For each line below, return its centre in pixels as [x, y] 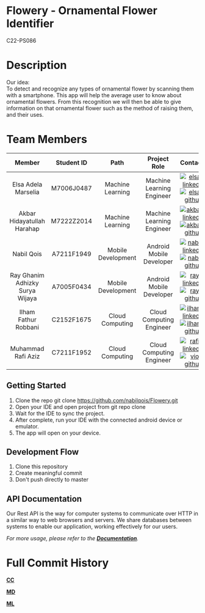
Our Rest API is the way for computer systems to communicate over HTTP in [102, 513]
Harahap [27, 229]
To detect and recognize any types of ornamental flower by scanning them [100, 89]
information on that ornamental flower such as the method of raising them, [100, 108]
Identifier [30, 24]
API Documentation [44, 499]
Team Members [47, 140]
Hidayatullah [27, 221]
